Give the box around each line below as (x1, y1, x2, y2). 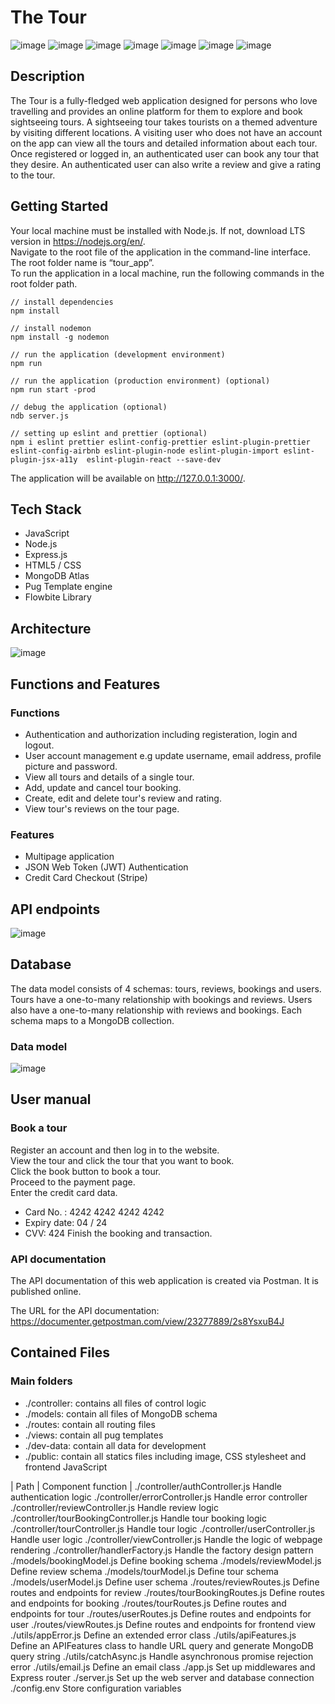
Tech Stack (10, 501, 82, 518)
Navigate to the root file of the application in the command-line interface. (10, 246, 311, 258)
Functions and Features (10, 676, 161, 693)
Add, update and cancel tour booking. (24, 781, 182, 793)
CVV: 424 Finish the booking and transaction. (24, 1227, 213, 1239)
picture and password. (24, 760, 118, 772)
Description (10, 68, 85, 85)
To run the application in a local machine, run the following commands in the (10, 267, 325, 279)
